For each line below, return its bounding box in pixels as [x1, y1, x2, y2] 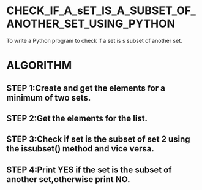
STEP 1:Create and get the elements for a [6, 83, 165, 93]
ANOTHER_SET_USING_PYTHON [6, 17, 176, 31]
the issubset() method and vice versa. [6, 143, 155, 154]
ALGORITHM [6, 59, 72, 72]
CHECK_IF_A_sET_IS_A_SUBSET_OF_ [6, 4, 196, 18]
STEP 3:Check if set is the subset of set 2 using [6, 134, 191, 145]
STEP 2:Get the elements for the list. [6, 113, 148, 123]
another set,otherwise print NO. [6, 174, 130, 184]
